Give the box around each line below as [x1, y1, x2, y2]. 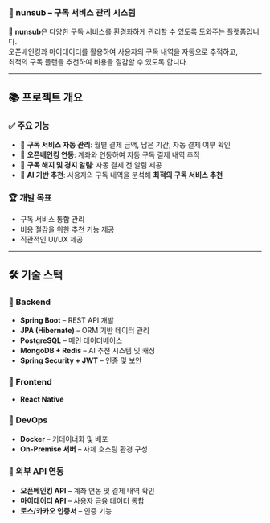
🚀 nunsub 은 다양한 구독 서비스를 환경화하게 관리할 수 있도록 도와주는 [8, 27, 226, 37]
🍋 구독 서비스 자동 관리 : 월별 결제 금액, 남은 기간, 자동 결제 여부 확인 [19, 139, 231, 150]
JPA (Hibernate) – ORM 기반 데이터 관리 [19, 325, 150, 335]
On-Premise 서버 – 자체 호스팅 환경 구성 [19, 444, 149, 454]
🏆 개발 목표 [8, 191, 52, 203]
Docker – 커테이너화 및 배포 [19, 434, 108, 443]
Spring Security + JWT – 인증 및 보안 [19, 356, 142, 365]
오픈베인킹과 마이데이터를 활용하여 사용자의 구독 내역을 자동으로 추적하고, [8, 47, 239, 57]
